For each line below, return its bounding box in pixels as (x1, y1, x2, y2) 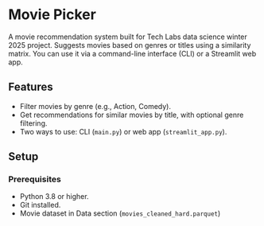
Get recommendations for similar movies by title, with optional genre (19, 110, 244, 119)
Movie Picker (8, 6, 97, 24)
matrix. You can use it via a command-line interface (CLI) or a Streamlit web (8, 49, 257, 58)
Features (8, 80, 53, 94)
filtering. (19, 118, 48, 128)
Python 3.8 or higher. (19, 192, 89, 201)
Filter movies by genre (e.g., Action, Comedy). (19, 101, 171, 111)
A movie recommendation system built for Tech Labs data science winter (8, 32, 248, 41)
